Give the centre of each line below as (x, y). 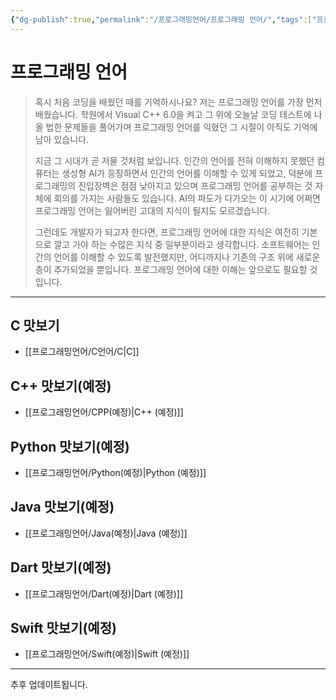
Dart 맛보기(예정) (61, 567)
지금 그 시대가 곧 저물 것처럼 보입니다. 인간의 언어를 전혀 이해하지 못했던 (174, 160)
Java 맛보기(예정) (62, 507)
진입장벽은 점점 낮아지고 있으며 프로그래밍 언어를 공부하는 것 (195, 185)
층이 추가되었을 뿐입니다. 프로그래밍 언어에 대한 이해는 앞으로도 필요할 (171, 269)
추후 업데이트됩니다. (49, 685)
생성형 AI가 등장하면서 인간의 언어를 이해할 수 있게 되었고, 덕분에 (187, 173)
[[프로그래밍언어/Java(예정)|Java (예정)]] (106, 533)
